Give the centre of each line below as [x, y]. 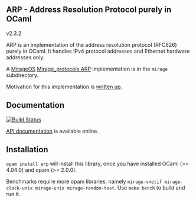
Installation [27, 150]
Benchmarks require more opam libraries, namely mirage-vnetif [84, 182]
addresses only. [25, 57]
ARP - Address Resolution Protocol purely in [89, 10]
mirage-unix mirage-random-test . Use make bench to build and [110, 188]
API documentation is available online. [52, 131]
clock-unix [19, 188]
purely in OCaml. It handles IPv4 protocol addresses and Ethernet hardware [98, 51]
